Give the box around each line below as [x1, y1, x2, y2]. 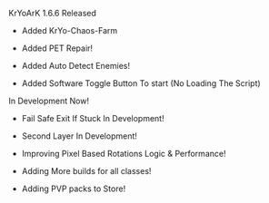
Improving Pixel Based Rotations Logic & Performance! [21, 149, 226, 159]
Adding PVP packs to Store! [21, 183, 126, 194]
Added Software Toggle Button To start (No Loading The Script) [21, 78, 261, 89]
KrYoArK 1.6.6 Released [8, 8, 97, 18]
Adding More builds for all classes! [21, 166, 152, 176]
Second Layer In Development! [21, 130, 138, 141]
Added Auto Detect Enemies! [21, 61, 131, 71]
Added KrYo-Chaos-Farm [21, 25, 118, 35]
